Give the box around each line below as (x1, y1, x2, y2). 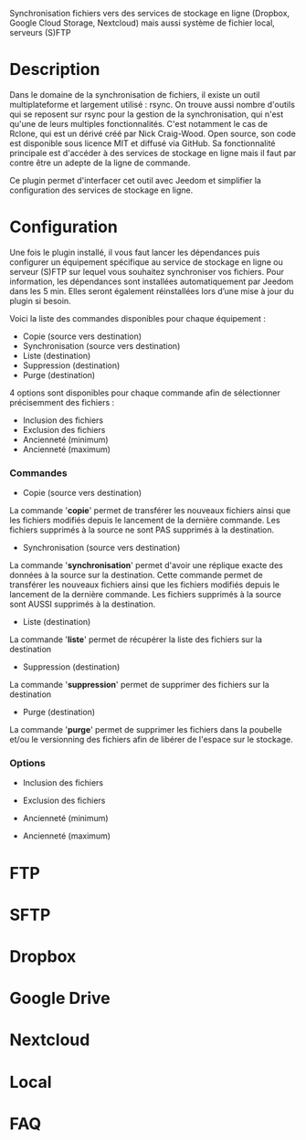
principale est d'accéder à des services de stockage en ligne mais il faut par (9, 147, 297, 158)
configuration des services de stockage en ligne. (9, 185, 194, 195)
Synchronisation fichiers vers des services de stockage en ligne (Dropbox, (9, 8, 290, 18)
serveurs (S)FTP (9, 27, 71, 37)
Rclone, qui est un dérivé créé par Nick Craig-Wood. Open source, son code (9, 128, 297, 139)
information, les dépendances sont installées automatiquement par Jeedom (9, 276, 294, 287)
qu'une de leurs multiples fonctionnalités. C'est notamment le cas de (9, 118, 268, 129)
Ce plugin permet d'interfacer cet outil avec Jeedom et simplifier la (9, 174, 262, 185)
